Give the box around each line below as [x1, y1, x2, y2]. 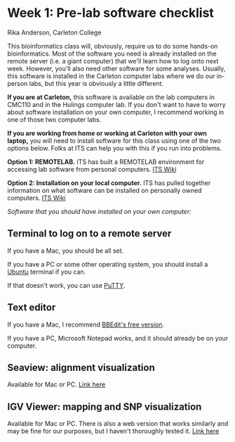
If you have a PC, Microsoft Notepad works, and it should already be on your [7, 334, 229, 342]
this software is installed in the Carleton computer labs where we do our [7, 72, 215, 80]
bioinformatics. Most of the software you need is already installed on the [7, 49, 217, 58]
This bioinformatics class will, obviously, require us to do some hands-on [7, 42, 218, 50]
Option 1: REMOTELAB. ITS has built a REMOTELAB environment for [7, 157, 205, 166]
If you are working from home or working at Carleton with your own [7, 129, 207, 137]
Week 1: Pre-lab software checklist [7, 5, 214, 21]
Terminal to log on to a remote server [7, 227, 172, 240]
